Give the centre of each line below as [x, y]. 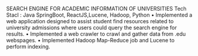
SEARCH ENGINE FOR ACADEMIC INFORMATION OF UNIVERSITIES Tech [96, 9]
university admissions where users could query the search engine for [92, 27]
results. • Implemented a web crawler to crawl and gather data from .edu [96, 34]
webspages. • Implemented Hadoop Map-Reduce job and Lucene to [90, 40]
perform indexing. [28, 46]
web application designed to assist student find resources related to [90, 21]
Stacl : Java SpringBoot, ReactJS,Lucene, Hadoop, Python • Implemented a [99, 15]
